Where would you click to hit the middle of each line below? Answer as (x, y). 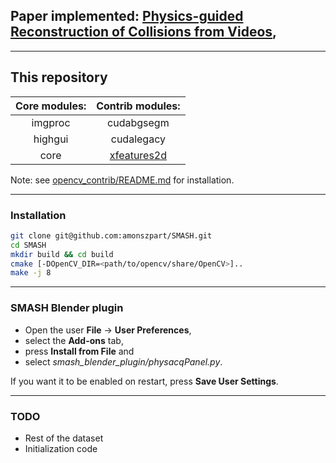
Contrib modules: (138, 106)
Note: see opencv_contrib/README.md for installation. (122, 180)
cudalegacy (138, 139)
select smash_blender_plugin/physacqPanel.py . (123, 361)
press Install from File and (79, 351)
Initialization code (61, 448)
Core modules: (51, 106)
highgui (51, 139)
